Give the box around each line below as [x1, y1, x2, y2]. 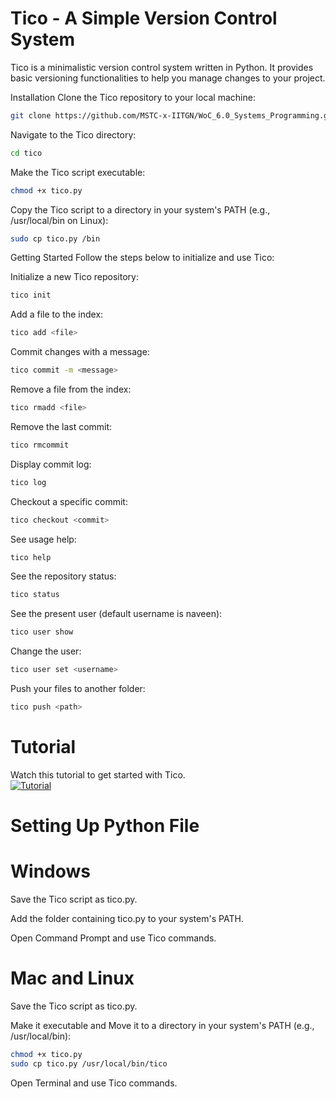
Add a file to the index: [10, 308, 104, 321]
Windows [10, 860, 91, 883]
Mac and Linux [10, 967, 135, 990]
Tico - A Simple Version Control [10, 7, 278, 30]
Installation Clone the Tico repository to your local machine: [10, 91, 256, 103]
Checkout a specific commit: [10, 495, 128, 507]
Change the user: [10, 645, 82, 657]
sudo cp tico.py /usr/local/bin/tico [10, 1058, 168, 1069]
